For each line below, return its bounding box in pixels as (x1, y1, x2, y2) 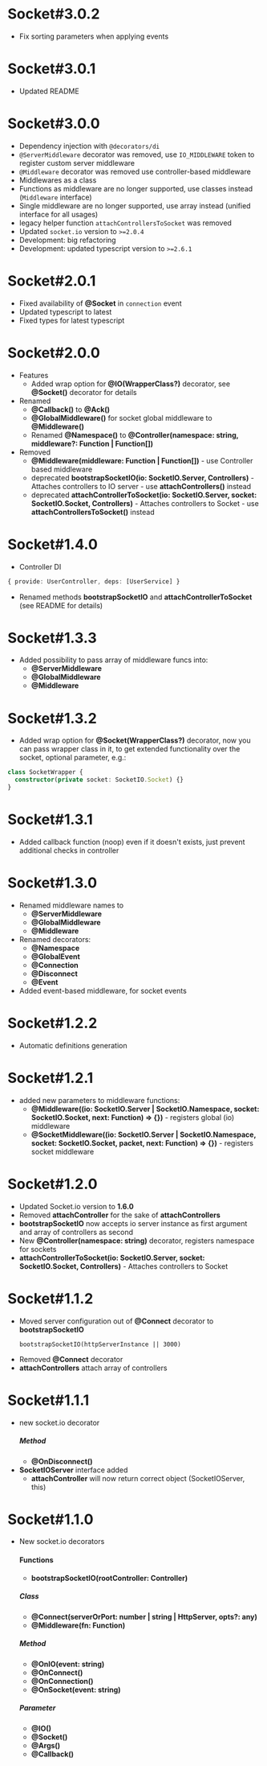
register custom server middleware (18, 158, 136, 167)
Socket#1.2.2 (7, 1015, 98, 1032)
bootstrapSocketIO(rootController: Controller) (30, 1573, 188, 1583)
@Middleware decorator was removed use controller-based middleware (18, 167, 252, 176)
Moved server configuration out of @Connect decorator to (18, 1316, 214, 1326)
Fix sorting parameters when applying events (18, 31, 169, 41)
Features (18, 370, 49, 380)
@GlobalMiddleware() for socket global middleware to (30, 413, 213, 422)
